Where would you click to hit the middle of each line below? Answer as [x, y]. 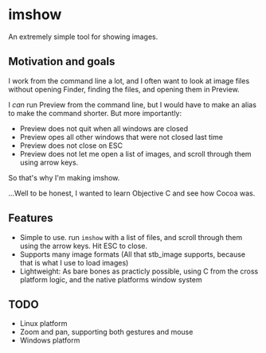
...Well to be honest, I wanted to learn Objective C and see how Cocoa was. [132, 193]
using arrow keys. [49, 162]
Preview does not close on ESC [71, 145]
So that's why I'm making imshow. [64, 177]
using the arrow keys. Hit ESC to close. [84, 246]
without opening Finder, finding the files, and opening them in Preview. [124, 89]
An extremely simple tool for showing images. [83, 37]
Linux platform [43, 324]
